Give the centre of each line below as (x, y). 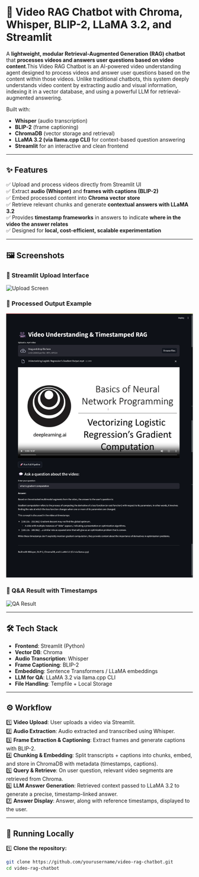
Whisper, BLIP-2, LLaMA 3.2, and (89, 25)
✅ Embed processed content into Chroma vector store (73, 197)
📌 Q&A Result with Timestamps (52, 591)
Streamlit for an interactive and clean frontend (71, 146)
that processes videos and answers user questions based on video (90, 60)
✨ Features (27, 170)
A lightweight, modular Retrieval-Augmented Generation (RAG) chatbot (96, 53)
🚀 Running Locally (40, 833)
